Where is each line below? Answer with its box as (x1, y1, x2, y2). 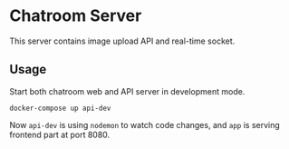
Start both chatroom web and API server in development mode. (9, 85, 246, 96)
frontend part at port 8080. (9, 129, 111, 140)
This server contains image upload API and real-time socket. (9, 35, 236, 46)
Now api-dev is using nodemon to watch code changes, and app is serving (9, 119, 281, 130)
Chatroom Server (9, 5, 142, 26)
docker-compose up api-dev (9, 104, 111, 113)
